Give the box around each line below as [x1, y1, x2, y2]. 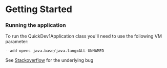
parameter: [5, 39, 29, 45]
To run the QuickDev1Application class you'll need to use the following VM [5, 33, 162, 39]
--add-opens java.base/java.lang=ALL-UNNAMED [5, 48, 104, 54]
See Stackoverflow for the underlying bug [5, 57, 94, 63]
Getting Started [5, 4, 73, 15]
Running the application [5, 22, 66, 29]
